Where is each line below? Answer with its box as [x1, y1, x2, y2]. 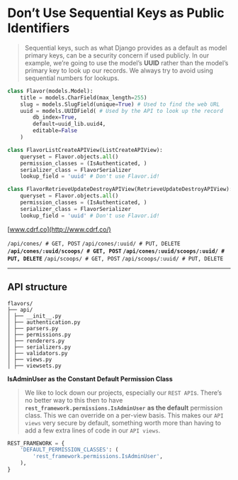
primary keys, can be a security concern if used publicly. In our [24, 51, 210, 60]
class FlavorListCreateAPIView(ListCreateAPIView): [7, 146, 163, 153]
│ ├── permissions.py [7, 331, 72, 338]
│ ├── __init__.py [7, 312, 62, 320]
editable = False [33, 127, 78, 134]
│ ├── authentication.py [7, 318, 81, 326]
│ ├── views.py [7, 356, 52, 363]
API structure [7, 281, 67, 293]
